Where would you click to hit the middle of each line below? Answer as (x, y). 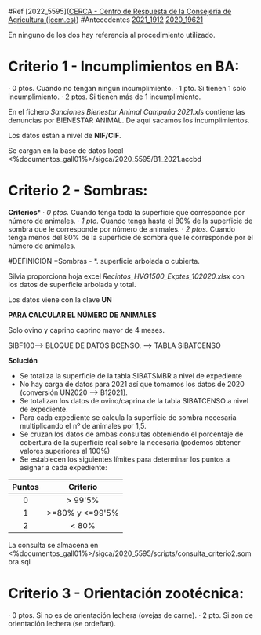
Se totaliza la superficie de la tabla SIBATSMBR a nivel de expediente (131, 375)
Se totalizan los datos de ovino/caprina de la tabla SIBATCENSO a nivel (134, 400)
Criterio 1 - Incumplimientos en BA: (124, 67)
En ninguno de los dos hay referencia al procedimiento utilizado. (112, 35)
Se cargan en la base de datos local (66, 150)
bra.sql (20, 561)
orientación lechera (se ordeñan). (62, 623)
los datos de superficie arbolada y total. (72, 284)
